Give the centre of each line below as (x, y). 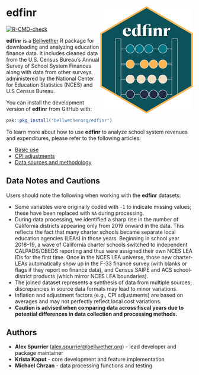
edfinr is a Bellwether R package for (50, 40)
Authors (22, 333)
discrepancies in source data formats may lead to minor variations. (96, 288)
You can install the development (45, 102)
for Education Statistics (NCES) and (49, 85)
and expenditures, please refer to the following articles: (73, 138)
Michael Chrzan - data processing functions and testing (84, 366)
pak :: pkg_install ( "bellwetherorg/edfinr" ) (59, 120)
